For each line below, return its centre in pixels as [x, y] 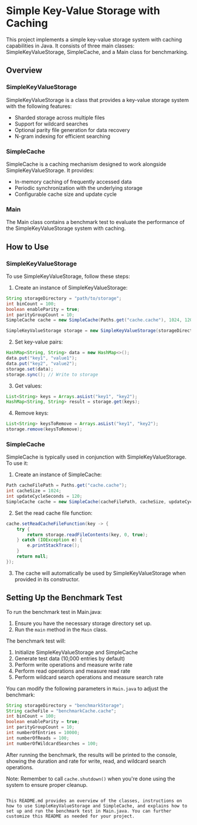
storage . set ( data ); [30, 369]
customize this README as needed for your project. [70, 816]
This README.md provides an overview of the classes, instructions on [94, 801]
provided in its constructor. [47, 579]
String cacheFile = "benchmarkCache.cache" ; [61, 711]
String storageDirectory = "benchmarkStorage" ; [65, 705]
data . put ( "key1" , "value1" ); [42, 358]
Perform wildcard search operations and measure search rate [89, 677]
